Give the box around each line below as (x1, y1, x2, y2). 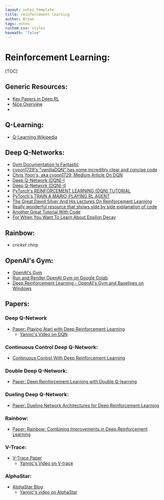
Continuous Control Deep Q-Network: (5, 343, 98, 350)
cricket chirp (12, 242, 39, 248)
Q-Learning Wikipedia (12, 134, 57, 140)
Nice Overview (12, 101, 43, 107)
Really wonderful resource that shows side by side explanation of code (12, 204, 158, 210)
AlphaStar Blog (12, 484, 43, 490)
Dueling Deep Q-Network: (5, 391, 69, 398)
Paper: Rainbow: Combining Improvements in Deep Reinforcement (12, 426, 148, 432)
